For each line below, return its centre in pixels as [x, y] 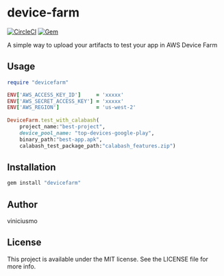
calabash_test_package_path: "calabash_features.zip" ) [98, 146]
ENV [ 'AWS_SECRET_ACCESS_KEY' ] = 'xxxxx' [66, 101]
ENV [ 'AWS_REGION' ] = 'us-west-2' [72, 108]
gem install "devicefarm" [44, 183]
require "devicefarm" [38, 82]
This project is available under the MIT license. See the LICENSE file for [108, 259]
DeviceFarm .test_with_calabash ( [53, 120]
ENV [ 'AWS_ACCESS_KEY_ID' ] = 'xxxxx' [66, 95]
